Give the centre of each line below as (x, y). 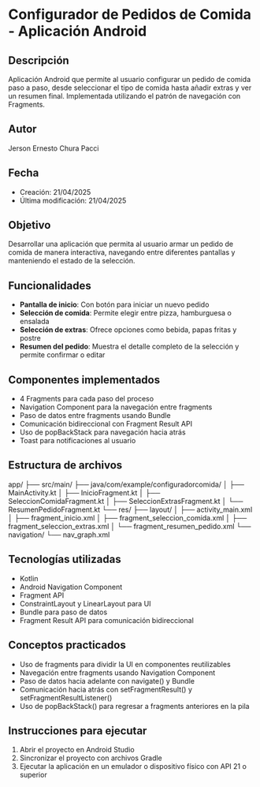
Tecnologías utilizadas (65, 559)
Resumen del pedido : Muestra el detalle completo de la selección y (129, 347)
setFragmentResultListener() (66, 697)
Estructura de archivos (65, 466)
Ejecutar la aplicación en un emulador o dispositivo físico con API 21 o (133, 766)
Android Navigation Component (71, 587)
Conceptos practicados (67, 645)
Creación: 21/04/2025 (55, 192)
